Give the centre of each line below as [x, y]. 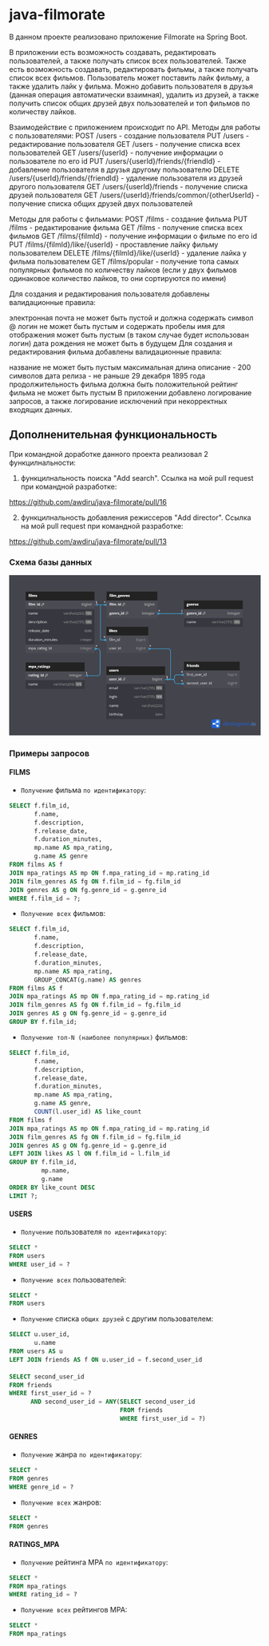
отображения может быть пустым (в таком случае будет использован [129, 335]
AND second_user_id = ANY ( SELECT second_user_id [113, 1402]
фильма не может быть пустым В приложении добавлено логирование [131, 392]
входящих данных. [41, 410]
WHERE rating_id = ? [44, 1595]
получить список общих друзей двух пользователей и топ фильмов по [130, 103]
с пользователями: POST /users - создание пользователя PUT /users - [129, 135]
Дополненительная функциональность [113, 435]
